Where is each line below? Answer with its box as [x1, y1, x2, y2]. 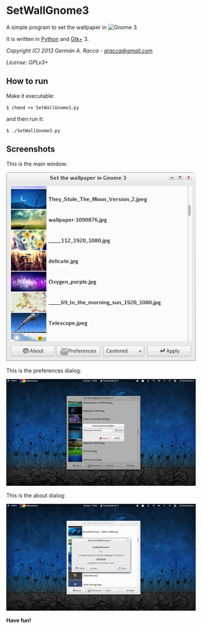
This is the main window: [6, 160, 68, 167]
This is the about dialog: [6, 491, 66, 499]
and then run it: [6, 115, 44, 123]
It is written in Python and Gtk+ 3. [6, 35, 89, 42]
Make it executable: [6, 92, 55, 100]
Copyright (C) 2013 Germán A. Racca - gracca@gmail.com [6, 46, 153, 54]
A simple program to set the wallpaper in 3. [6, 24, 138, 31]
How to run [6, 76, 49, 86]
